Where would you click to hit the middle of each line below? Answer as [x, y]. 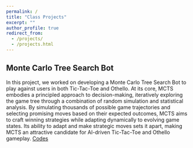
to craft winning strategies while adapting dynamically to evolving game [93, 120]
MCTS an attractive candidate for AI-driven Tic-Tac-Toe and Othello [88, 132]
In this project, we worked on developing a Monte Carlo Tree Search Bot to [96, 82]
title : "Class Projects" [36, 17]
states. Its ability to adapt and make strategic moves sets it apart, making [94, 126]
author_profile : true [33, 28]
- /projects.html [33, 45]
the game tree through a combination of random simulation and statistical [95, 101]
